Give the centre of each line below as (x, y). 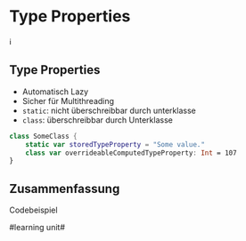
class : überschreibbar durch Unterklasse (98, 120)
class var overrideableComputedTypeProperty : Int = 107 (131, 153)
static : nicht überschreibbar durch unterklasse (109, 110)
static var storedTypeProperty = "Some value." (115, 144)
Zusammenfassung (65, 189)
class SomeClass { (43, 136)
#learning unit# (37, 228)
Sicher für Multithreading (68, 100)
